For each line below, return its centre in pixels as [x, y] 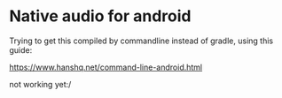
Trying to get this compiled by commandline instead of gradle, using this [141, 41]
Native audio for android [100, 16]
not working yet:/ [40, 84]
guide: [21, 49]
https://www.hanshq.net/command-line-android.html [106, 67]
